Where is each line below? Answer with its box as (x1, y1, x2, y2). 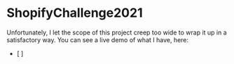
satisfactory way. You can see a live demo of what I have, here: (6, 35, 189, 44)
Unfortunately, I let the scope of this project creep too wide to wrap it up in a (6, 28, 227, 37)
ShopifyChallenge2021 (6, 5, 143, 21)
